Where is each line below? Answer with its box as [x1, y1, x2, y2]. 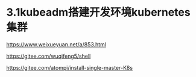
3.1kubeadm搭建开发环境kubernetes [6, 5, 191, 19]
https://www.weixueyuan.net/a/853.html [6, 40, 107, 48]
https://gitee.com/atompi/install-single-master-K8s [6, 64, 133, 71]
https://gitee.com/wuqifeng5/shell [6, 52, 91, 60]
